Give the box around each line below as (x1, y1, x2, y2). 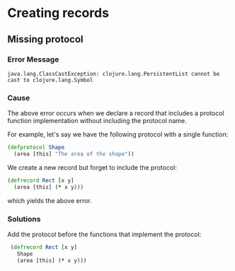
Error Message (7, 54, 59, 64)
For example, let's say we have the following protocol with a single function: (7, 130, 229, 139)
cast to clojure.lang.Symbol (7, 76, 93, 83)
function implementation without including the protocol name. (7, 117, 187, 125)
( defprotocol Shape (7, 144, 65, 151)
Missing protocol (7, 33, 84, 45)
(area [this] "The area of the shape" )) (13, 151, 134, 158)
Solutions (7, 214, 41, 224)
